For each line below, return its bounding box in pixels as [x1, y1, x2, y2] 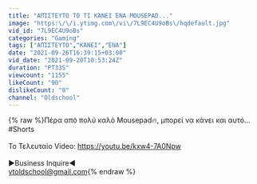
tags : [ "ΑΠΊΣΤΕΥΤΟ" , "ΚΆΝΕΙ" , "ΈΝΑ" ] [8, 42, 127, 50]
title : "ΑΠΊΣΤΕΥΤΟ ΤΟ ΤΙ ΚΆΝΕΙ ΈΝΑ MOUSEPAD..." [8, 11, 173, 20]
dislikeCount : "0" [8, 86, 69, 94]
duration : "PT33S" [8, 64, 69, 72]
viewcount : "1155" [8, 71, 69, 79]
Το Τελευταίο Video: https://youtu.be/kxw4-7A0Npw [8, 142, 182, 151]
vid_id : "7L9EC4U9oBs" [8, 26, 84, 34]
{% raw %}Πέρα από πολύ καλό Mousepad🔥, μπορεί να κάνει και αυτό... [8, 115, 251, 125]
